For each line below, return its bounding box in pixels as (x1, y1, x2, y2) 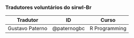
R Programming (90, 25, 127, 32)
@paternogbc (52, 25, 85, 32)
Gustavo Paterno (8, 25, 48, 32)
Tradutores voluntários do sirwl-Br (5, 4, 92, 11)
